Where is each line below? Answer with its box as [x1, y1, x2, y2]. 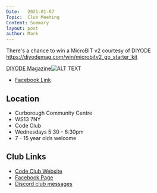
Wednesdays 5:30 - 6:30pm [14, 128, 84, 135]
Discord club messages [14, 180, 73, 187]
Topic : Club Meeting [6, 14, 60, 20]
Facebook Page [14, 173, 54, 181]
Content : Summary [6, 20, 49, 26]
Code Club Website [14, 167, 62, 175]
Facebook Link [14, 77, 51, 84]
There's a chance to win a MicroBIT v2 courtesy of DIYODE [6, 47, 152, 54]
